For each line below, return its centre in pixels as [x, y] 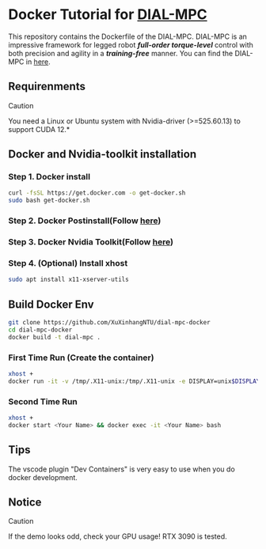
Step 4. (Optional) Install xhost [68, 263]
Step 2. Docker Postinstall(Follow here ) [85, 221]
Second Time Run [43, 401]
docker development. [43, 477]
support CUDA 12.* [39, 129]
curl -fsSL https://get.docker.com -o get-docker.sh [97, 193]
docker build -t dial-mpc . [55, 337]
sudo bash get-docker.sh [49, 201]
